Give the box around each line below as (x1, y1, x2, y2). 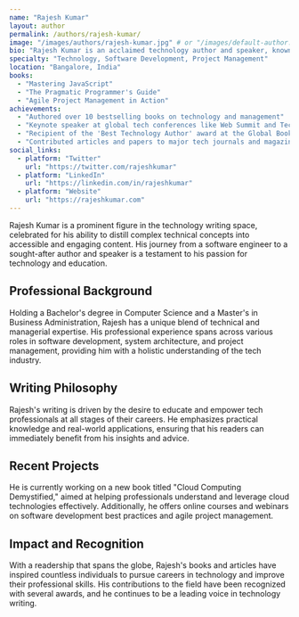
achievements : (9, 104, 62, 113)
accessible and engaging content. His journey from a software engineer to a (9, 238, 288, 250)
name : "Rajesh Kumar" (9, 12, 90, 22)
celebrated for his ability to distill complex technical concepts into (9, 229, 250, 240)
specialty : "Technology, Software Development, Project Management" (9, 54, 269, 63)
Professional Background (9, 284, 153, 299)
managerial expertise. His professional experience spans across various (9, 326, 273, 337)
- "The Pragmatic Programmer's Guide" (17, 87, 162, 96)
